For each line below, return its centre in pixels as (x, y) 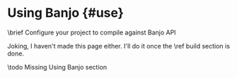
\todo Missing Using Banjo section (57, 67)
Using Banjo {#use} (65, 13)
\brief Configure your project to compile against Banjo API (92, 32)
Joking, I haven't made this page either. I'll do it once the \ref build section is (118, 46)
